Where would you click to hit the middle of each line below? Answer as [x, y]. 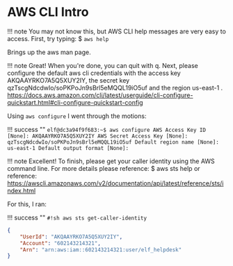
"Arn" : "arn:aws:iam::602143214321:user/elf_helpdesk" [101, 250]
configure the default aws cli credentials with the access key [94, 73]
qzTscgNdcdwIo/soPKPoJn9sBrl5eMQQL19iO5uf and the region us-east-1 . [115, 88]
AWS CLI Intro [48, 12]
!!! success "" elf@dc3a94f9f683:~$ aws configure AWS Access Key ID [107, 129]
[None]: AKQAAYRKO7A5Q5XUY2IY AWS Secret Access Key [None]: [98, 136]
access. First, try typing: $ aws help [58, 38]
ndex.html [22, 190]
